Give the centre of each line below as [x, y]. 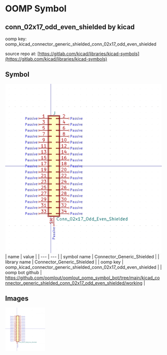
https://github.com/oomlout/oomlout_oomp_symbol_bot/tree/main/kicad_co [83, 278]
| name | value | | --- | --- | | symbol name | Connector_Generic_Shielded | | [82, 256]
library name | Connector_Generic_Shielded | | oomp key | [64, 262]
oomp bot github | [24, 272]
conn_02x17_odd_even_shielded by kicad [70, 27]
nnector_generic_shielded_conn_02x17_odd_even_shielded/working [74, 283]
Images [17, 299]
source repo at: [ [22, 54]
